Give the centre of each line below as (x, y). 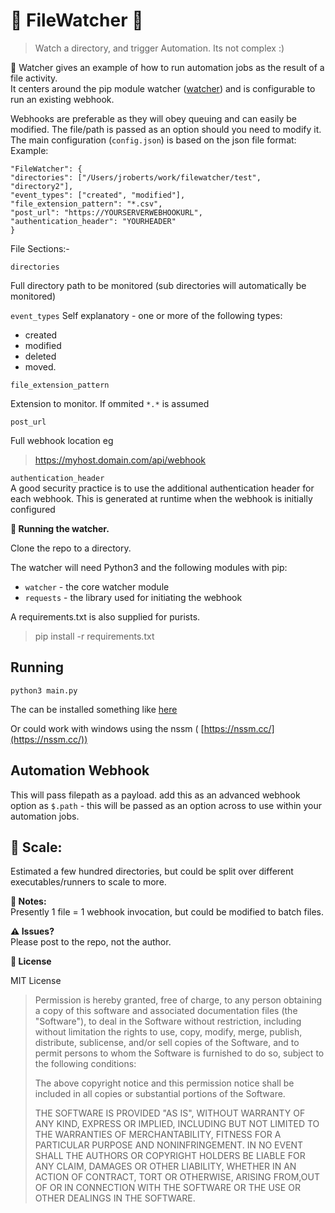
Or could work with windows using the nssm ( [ (107, 728)
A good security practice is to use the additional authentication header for (162, 488)
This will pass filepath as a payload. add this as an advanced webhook (155, 795)
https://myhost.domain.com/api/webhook (120, 460)
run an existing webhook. (62, 99)
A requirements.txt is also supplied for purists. (105, 616)
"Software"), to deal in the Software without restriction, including (168, 1021)
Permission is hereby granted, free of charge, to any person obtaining (178, 1000)
